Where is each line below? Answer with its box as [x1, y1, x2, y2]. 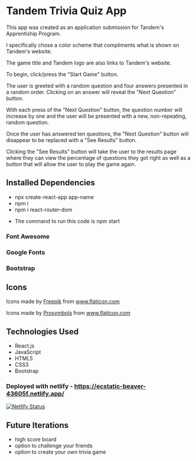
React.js [14, 342, 35, 350]
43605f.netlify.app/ [6, 389, 64, 398]
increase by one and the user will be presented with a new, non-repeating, [6, 112, 187, 120]
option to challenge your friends [14, 442, 93, 449]
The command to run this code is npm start [14, 217, 120, 224]
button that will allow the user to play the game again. [6, 160, 136, 167]
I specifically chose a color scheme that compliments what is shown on [6, 41, 179, 49]
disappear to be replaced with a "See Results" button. [6, 136, 137, 143]
